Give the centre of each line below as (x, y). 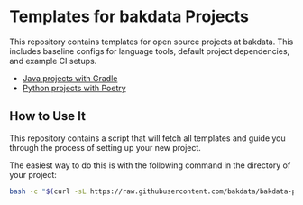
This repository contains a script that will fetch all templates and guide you (147, 138)
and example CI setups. (53, 61)
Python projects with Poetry (74, 88)
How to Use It (47, 116)
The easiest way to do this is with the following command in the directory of (150, 165)
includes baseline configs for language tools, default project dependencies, (150, 51)
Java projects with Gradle (70, 78)
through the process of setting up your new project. (105, 147)
